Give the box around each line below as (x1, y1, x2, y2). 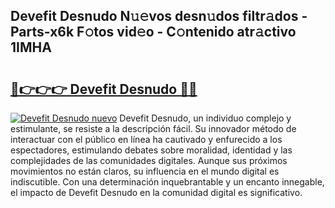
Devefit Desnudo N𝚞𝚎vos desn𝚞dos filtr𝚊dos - (10, 8, 308, 25)
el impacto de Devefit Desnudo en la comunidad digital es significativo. (10, 187, 303, 198)
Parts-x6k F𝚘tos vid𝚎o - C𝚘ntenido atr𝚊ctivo (10, 24, 297, 41)
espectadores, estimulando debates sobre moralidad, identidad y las (10, 144, 293, 156)
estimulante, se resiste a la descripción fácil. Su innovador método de (10, 123, 297, 134)
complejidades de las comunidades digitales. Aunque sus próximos (10, 155, 288, 166)
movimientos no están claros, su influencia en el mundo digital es (10, 165, 280, 177)
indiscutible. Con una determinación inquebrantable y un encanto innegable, (10, 176, 325, 188)
